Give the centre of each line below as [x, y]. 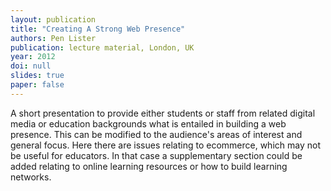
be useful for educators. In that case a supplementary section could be [156, 155]
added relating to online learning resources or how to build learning [149, 166]
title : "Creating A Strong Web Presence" [98, 29]
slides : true [37, 76]
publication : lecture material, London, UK [102, 47]
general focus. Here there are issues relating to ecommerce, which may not [165, 145]
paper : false [37, 85]
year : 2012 [33, 57]
